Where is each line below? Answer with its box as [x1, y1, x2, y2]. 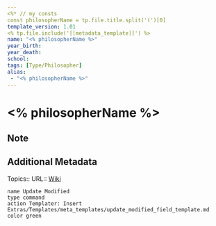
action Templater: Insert [7, 200, 82, 207]
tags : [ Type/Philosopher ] [7, 62, 82, 69]
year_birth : [7, 42, 42, 49]
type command [7, 194, 45, 201]
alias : [7, 68, 26, 75]
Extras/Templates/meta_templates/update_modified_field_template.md [7, 206, 210, 213]
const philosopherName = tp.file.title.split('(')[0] [7, 17, 167, 24]
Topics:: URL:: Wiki [7, 175, 61, 183]
